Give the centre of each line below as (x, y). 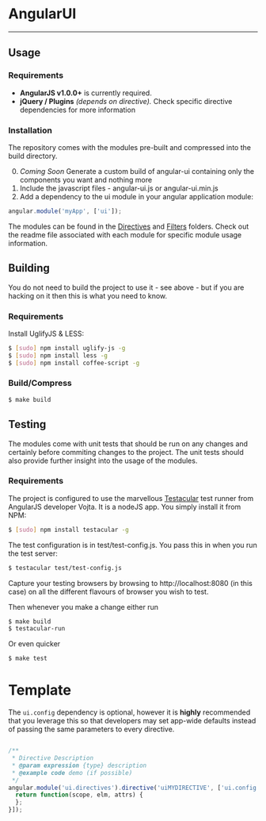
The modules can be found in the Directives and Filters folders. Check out (129, 226)
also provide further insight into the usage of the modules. (103, 461)
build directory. (33, 156)
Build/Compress (40, 384)
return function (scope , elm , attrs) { (80, 795)
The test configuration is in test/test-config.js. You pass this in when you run (133, 545)
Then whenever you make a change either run (84, 607)
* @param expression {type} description (79, 765)
